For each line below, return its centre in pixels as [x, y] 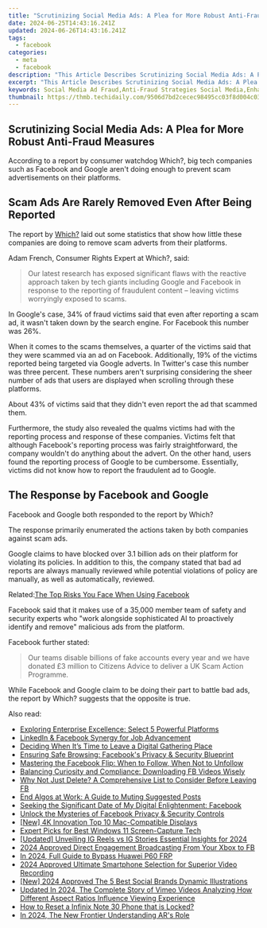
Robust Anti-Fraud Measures [81, 141]
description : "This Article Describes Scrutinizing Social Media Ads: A [131, 75]
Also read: [25, 713]
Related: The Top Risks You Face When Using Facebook [99, 594]
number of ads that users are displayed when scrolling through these [121, 380]
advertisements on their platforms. [65, 178]
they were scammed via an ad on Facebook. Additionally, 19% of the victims [133, 355]
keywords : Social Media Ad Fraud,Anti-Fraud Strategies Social [115, 89]
